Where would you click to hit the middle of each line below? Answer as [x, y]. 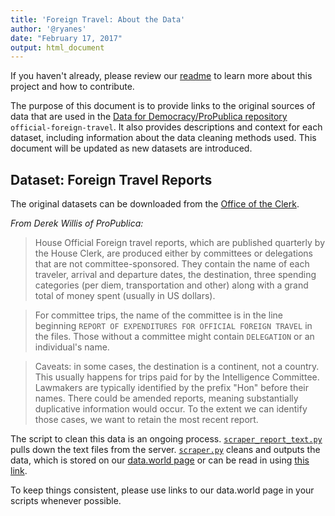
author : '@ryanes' [48, 29]
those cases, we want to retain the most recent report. [146, 420]
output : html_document [57, 47]
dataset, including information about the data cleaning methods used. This [163, 138]
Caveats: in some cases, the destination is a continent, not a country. [177, 367]
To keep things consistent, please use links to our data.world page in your [162, 490]
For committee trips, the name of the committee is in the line [159, 315]
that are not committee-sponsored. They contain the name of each [172, 264]
